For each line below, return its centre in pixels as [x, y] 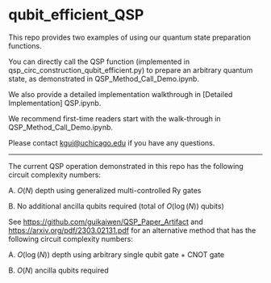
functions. [25, 45]
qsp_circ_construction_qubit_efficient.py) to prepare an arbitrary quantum [131, 70]
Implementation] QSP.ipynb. [55, 103]
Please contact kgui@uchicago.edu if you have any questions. [112, 142]
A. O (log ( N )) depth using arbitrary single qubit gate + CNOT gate [117, 254]
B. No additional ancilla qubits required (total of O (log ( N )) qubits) [116, 206]
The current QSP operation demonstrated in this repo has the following [126, 166]
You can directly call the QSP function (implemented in [99, 61]
